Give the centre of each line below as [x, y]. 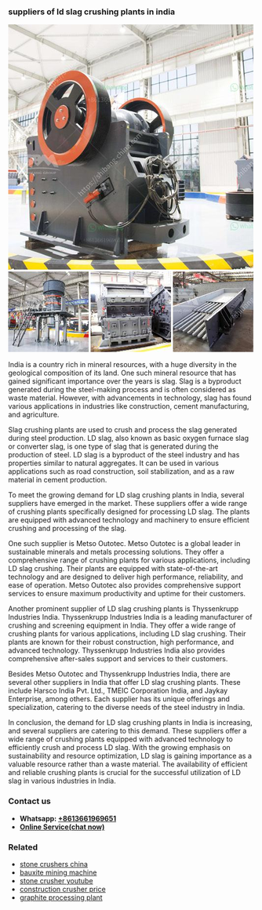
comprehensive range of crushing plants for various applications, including [129, 560]
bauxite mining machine [58, 872]
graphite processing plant [61, 897]
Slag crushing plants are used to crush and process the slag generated [123, 430]
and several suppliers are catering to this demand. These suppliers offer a [127, 731]
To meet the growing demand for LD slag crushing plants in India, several [126, 495]
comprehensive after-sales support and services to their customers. [118, 659]
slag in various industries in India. [62, 781]
